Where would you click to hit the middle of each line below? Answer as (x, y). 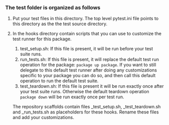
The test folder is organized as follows (53, 8)
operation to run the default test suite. (59, 81)
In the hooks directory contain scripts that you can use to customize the (87, 34)
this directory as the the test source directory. (60, 24)
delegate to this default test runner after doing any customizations (89, 70)
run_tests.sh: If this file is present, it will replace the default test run (90, 59)
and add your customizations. (43, 117)
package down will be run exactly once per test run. (72, 97)
